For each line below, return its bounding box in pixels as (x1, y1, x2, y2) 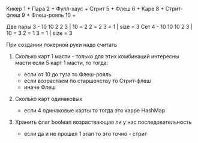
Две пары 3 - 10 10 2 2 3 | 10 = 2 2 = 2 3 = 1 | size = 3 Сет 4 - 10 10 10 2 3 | (6, 23, 193, 30)
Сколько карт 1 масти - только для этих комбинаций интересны (14, 53, 179, 59)
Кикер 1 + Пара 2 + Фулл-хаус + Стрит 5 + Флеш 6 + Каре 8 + (6, 5, 164, 12)
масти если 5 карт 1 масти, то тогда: (14, 59, 109, 66)
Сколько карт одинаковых (14, 96, 83, 102)
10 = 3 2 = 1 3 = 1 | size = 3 (6, 29, 73, 37)
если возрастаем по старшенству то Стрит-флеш (23, 78, 151, 84)
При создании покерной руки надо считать (6, 41, 118, 48)
